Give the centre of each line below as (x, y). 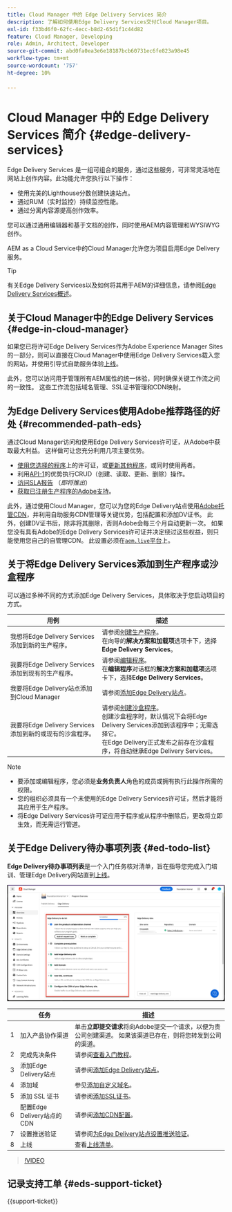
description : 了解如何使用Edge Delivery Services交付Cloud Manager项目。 (110, 22)
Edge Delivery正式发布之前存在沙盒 (158, 743)
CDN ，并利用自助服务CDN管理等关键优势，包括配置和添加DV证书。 (109, 514)
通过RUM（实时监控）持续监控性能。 (69, 202)
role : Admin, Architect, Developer (58, 44)
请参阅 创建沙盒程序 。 (132, 708)
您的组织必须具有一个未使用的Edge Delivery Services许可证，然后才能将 (120, 798)
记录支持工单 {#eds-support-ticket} (85, 1184)
